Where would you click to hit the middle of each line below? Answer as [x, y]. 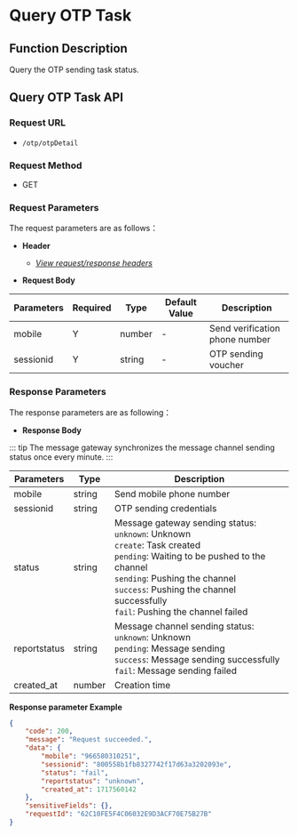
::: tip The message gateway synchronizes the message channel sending [142, 447]
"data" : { [43, 748]
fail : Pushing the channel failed [181, 612]
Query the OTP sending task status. [74, 69]
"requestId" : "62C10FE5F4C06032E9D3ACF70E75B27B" [119, 815]
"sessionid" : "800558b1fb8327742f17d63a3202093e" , [137, 764]
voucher [227, 365]
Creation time [142, 685]
